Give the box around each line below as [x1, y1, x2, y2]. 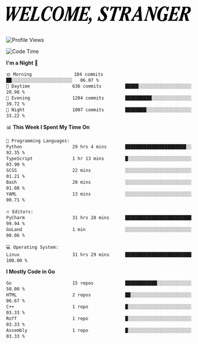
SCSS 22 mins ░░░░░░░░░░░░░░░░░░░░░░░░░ [6, 168, 192, 174]
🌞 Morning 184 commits [6, 72, 103, 77]
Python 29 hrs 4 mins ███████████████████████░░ [6, 144, 192, 150]
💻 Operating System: [6, 245, 59, 251]
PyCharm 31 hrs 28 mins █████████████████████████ [6, 215, 192, 221]
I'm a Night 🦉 [6, 59, 38, 67]
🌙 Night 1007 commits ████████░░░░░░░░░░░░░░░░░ [6, 107, 192, 113]
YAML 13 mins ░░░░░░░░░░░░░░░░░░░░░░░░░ [6, 192, 192, 197]
